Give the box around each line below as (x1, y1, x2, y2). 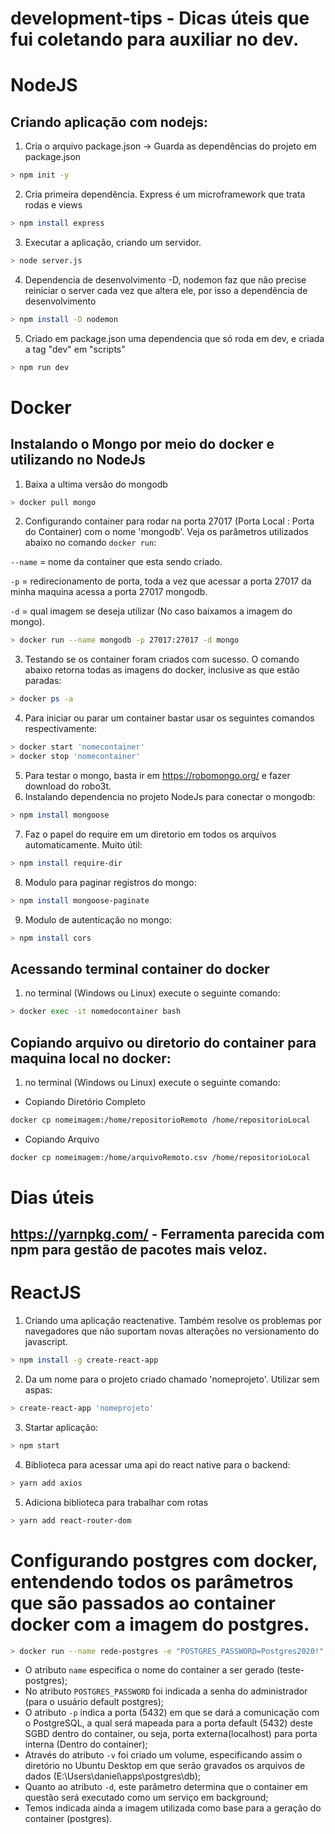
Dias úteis (10, 1186, 95, 1209)
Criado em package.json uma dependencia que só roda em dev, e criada (24, 332, 325, 344)
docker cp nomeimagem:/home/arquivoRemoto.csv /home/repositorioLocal (10, 1152, 311, 1162)
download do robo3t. (24, 780, 112, 792)
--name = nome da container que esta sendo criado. (10, 556, 223, 568)
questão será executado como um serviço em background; (24, 1792, 269, 1804)
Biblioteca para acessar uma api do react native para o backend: (24, 1458, 291, 1471)
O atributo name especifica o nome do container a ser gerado (24, 1664, 275, 1676)
